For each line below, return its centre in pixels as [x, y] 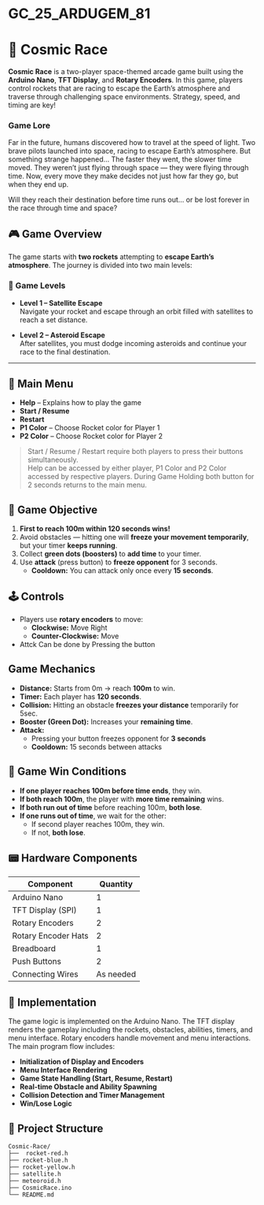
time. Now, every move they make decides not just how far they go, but [123, 176]
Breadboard [34, 949]
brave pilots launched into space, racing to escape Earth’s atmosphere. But [130, 151]
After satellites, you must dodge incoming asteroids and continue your [133, 343]
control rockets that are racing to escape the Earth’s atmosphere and [119, 88]
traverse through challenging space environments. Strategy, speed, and [124, 97]
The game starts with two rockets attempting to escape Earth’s [111, 257]
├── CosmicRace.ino [40, 1188]
